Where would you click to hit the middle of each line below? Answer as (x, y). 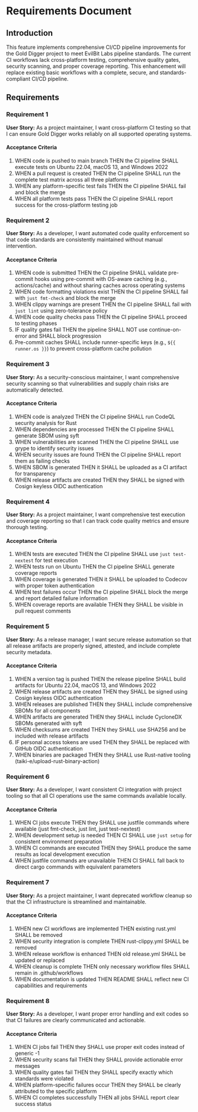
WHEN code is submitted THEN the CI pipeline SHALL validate (91, 273)
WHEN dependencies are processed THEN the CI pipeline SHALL (95, 429)
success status (33, 1104)
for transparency (35, 473)
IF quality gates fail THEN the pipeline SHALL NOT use (81, 330)
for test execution (56, 560)
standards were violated (44, 1079)
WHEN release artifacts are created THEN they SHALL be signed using (101, 691)
